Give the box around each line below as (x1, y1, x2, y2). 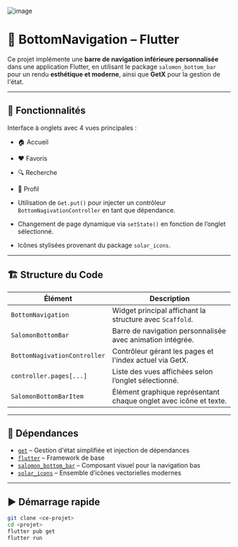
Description (149, 293, 190, 303)
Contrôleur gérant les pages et (112, 346, 214, 356)
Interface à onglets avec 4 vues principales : (7, 123, 137, 132)
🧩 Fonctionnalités (7, 105, 86, 117)
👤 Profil (17, 184, 40, 193)
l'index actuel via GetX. (112, 355, 189, 365)
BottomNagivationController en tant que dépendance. (17, 205, 176, 214)
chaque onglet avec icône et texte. (112, 395, 227, 405)
